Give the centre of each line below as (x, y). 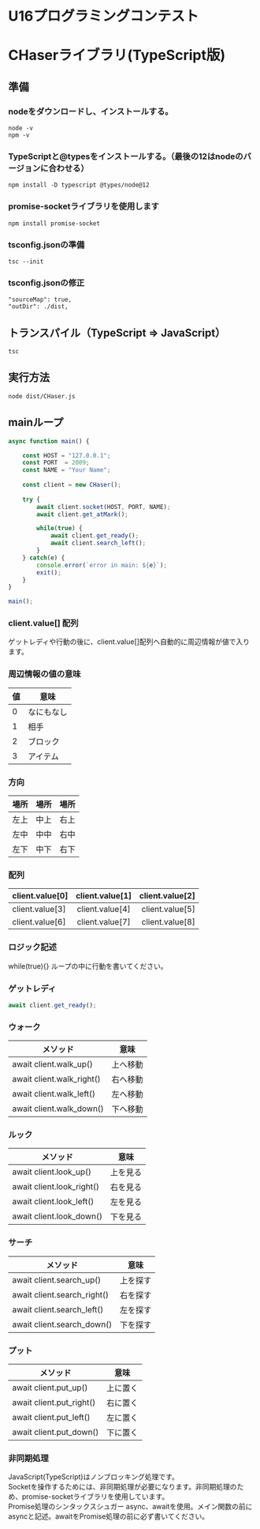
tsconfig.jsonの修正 (46, 283)
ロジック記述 (33, 947)
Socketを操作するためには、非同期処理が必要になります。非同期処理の (123, 1487)
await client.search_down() (62, 1324)
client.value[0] (40, 896)
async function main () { (49, 441)
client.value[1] (104, 896)
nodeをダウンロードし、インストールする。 (91, 111)
